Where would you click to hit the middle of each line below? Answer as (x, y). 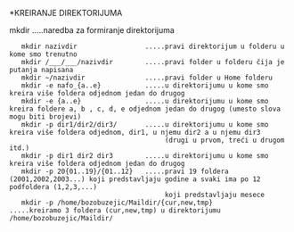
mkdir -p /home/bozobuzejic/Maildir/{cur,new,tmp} (117, 203)
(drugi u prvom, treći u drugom (225, 140)
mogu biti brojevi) (45, 117)
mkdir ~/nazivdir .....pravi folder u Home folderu (147, 78)
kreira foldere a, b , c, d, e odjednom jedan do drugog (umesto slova (145, 109)
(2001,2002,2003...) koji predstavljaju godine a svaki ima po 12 (135, 179)
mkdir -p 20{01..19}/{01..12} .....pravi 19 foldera (125, 171)
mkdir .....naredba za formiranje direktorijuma (92, 30)
